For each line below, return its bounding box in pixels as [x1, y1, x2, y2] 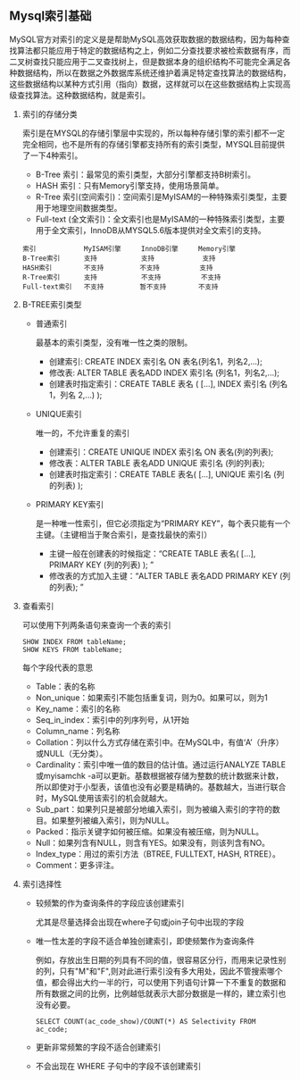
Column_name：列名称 [35, 725, 121, 736]
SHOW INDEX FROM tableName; [21, 637, 127, 646]
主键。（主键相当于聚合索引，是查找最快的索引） [35, 529, 212, 540]
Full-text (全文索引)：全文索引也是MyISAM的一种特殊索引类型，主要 [35, 213, 286, 224]
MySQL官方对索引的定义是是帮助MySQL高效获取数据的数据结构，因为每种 [9, 34, 283, 45]
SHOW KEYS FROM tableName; [21, 645, 123, 654]
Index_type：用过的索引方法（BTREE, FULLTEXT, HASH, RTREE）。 [35, 848, 281, 859]
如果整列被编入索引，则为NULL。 [51, 815, 174, 825]
